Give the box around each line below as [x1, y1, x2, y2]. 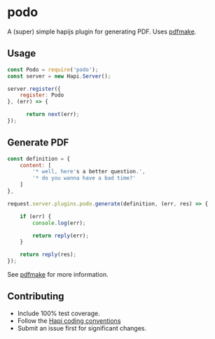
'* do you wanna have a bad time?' [32, 175, 137, 182]
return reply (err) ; [32, 232, 90, 239]
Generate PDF [7, 137, 69, 149]
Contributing [7, 291, 64, 303]
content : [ [20, 161, 52, 168]
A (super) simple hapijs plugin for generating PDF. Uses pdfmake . [7, 27, 197, 36]
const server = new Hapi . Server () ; [7, 73, 111, 80]
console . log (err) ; [32, 219, 86, 226]
